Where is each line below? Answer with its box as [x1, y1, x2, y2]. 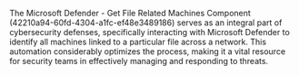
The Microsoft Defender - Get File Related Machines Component [9, 8, 252, 18]
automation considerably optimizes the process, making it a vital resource [9, 46, 286, 57]
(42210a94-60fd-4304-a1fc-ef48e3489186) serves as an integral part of [9, 17, 283, 28]
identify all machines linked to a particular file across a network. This [9, 36, 266, 47]
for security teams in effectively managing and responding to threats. [9, 56, 269, 66]
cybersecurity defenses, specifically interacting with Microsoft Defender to [9, 27, 291, 37]
